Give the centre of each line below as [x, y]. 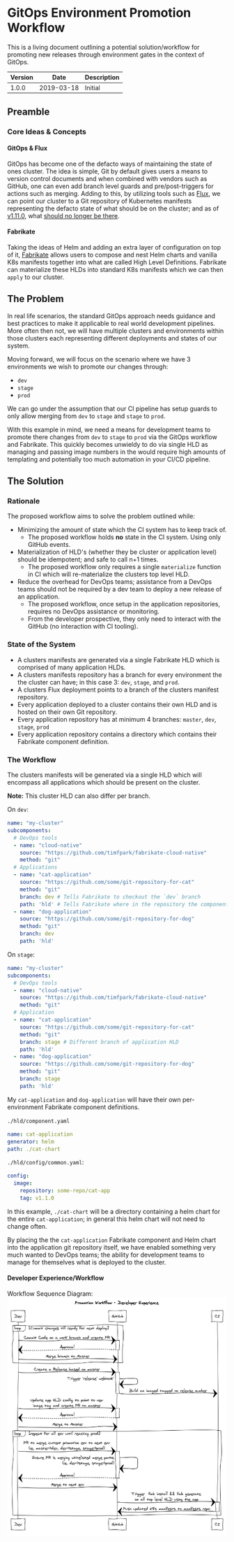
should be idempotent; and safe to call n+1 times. [88, 559]
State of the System [41, 645]
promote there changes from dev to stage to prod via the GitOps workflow [112, 437]
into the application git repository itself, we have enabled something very [111, 1247]
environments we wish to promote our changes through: [88, 366]
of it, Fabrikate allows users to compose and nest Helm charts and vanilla [112, 255]
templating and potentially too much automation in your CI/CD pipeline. [109, 459]
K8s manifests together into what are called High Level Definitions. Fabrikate [117, 262]
